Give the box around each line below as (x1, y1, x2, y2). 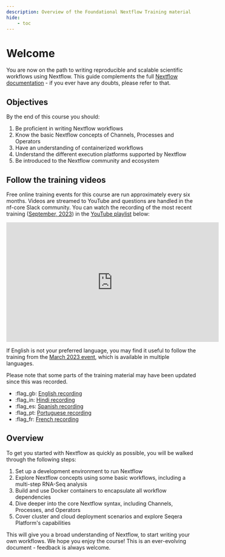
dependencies (15, 493, 52, 501)
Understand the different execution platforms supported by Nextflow (15, 151, 187, 158)
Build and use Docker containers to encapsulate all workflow (15, 487, 167, 494)
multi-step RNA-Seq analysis (15, 480, 88, 488)
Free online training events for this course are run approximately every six (6, 191, 190, 198)
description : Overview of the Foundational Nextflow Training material (6, 9, 191, 15)
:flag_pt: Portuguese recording (15, 409, 92, 416)
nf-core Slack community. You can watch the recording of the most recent (6, 203, 192, 211)
